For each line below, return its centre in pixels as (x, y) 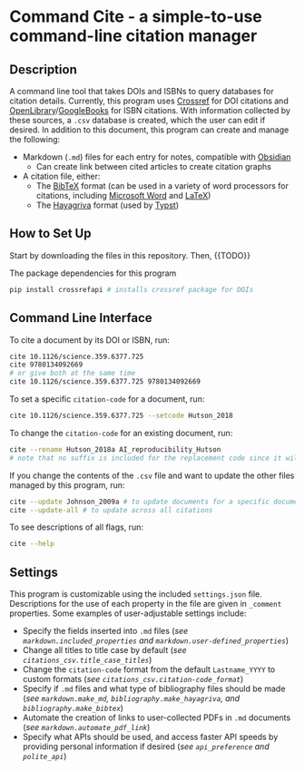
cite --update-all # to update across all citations (111, 510)
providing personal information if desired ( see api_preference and (146, 746)
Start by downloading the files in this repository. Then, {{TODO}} (130, 255)
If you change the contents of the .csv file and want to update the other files (152, 475)
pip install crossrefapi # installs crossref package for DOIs (132, 289)
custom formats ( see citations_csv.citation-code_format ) (133, 679)
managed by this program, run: (67, 485)
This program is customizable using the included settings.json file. (136, 594)
